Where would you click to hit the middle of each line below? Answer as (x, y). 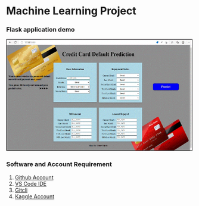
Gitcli (21, 190)
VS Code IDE (30, 183)
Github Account (34, 177)
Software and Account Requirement (59, 164)
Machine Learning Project (71, 11)
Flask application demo (41, 30)
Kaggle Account (35, 196)
